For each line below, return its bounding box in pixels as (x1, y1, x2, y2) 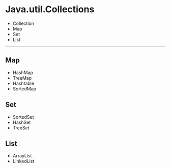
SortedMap (12, 85, 37, 92)
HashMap (12, 70, 33, 76)
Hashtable (12, 80, 35, 86)
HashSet (12, 119, 31, 125)
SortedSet (12, 114, 34, 120)
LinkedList (12, 158, 35, 164)
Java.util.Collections (5, 4, 95, 15)
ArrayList (12, 153, 32, 159)
